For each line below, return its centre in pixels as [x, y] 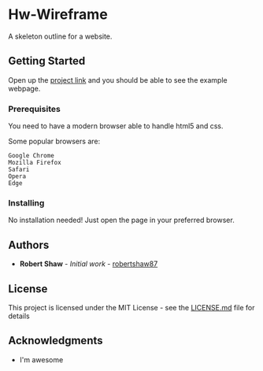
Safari [19, 170]
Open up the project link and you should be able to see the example [118, 80]
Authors [29, 245]
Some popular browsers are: [54, 141]
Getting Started [47, 61]
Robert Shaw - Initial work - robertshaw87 [89, 264]
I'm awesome [41, 359]
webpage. [24, 88]
